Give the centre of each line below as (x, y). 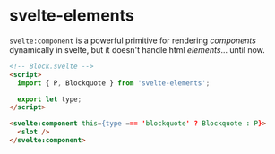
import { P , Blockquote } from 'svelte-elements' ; (114, 83)
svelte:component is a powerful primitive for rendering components (133, 40)
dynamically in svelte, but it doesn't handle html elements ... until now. (137, 49)
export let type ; (50, 99)
